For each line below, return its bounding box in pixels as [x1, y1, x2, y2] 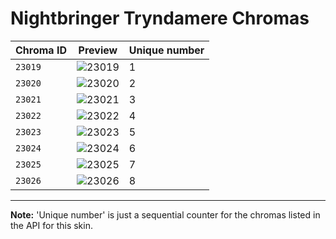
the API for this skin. [10, 219, 93, 231]
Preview [78, 43, 118, 57]
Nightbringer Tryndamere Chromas [10, 7, 310, 30]
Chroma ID [15, 43, 67, 57]
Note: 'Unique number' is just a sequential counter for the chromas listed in [10, 208, 321, 221]
